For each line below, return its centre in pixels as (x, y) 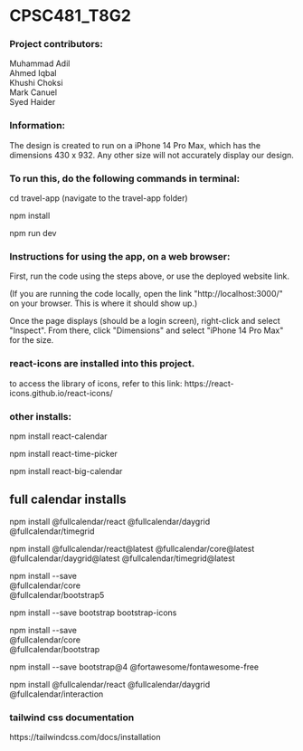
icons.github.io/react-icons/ (61, 393)
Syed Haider (33, 102)
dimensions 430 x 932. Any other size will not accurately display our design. (151, 155)
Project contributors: (57, 44)
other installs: (41, 416)
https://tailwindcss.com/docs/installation (85, 737)
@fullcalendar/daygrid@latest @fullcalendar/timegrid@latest (122, 558)
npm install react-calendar (58, 436)
